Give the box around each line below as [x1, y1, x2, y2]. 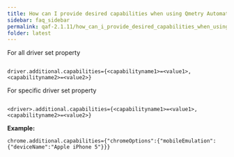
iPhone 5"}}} [72, 144, 111, 151]
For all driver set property [7, 49, 81, 57]
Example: [7, 124, 36, 133]
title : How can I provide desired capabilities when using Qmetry [7, 10, 204, 17]
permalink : [7, 23, 39, 30]
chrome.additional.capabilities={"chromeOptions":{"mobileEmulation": [7, 138, 217, 144]
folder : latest [7, 29, 52, 37]
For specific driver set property [7, 86, 97, 94]
